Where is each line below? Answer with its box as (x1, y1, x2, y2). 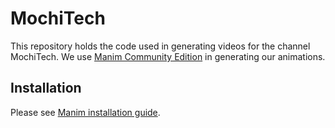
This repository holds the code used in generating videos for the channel (10, 40, 311, 52)
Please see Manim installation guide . (10, 106, 161, 118)
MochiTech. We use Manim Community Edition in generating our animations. (10, 50, 326, 62)
